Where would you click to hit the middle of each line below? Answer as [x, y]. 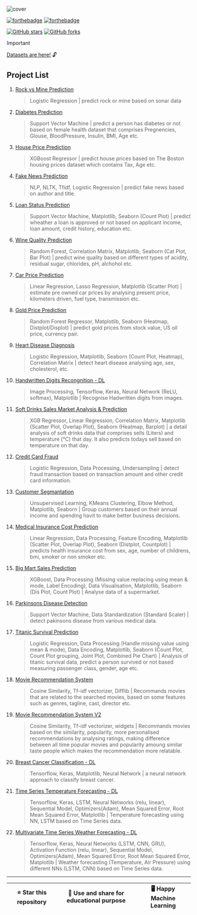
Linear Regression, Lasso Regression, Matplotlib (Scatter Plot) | [106, 286]
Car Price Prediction [39, 275]
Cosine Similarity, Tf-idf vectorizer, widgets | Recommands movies [110, 726]
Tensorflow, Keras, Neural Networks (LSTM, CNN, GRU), [98, 843]
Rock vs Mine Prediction [44, 89]
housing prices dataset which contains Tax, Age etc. [93, 164]
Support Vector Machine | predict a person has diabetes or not [105, 123]
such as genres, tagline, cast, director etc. [80, 703]
